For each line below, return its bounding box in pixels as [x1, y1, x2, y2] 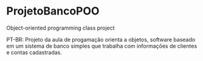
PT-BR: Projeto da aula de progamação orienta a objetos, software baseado [6, 36, 196, 43]
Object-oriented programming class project [6, 24, 115, 31]
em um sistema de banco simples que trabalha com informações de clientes [6, 42, 198, 50]
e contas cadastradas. [6, 48, 62, 56]
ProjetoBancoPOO [6, 4, 100, 18]
